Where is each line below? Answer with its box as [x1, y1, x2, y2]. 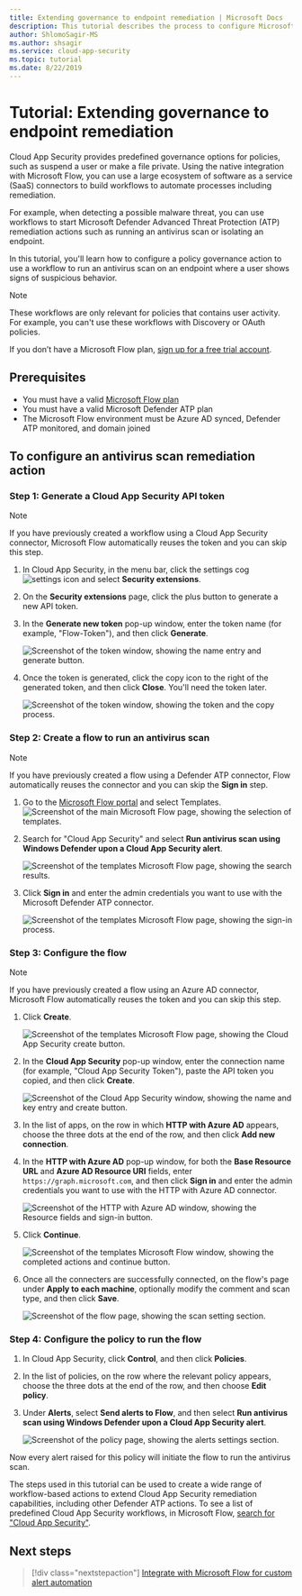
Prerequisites [9, 370, 86, 386]
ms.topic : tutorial [9, 55, 83, 64]
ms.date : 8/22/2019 [9, 64, 83, 73]
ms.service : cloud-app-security [9, 47, 130, 56]
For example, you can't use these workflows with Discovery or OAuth [9, 316, 266, 327]
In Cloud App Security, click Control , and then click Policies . [22, 1354, 247, 1364]
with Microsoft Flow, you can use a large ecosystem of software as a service [9, 170, 293, 181]
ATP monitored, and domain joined [22, 423, 151, 433]
